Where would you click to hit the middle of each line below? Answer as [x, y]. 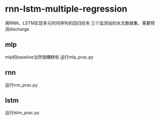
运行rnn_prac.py [21, 85]
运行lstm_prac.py [22, 113]
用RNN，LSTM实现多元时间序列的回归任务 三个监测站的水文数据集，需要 [78, 23]
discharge [19, 29]
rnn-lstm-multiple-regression [66, 9]
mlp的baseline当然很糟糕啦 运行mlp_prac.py [49, 57]
